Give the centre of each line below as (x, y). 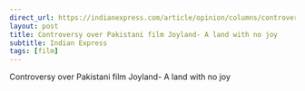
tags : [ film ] (34, 51)
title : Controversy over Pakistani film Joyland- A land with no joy (144, 34)
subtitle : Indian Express (58, 43)
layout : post (34, 26)
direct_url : (32, 18)
